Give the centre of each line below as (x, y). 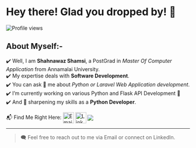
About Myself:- (34, 46)
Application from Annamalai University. (53, 69)
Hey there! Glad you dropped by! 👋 (91, 12)
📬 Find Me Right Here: (34, 117)
